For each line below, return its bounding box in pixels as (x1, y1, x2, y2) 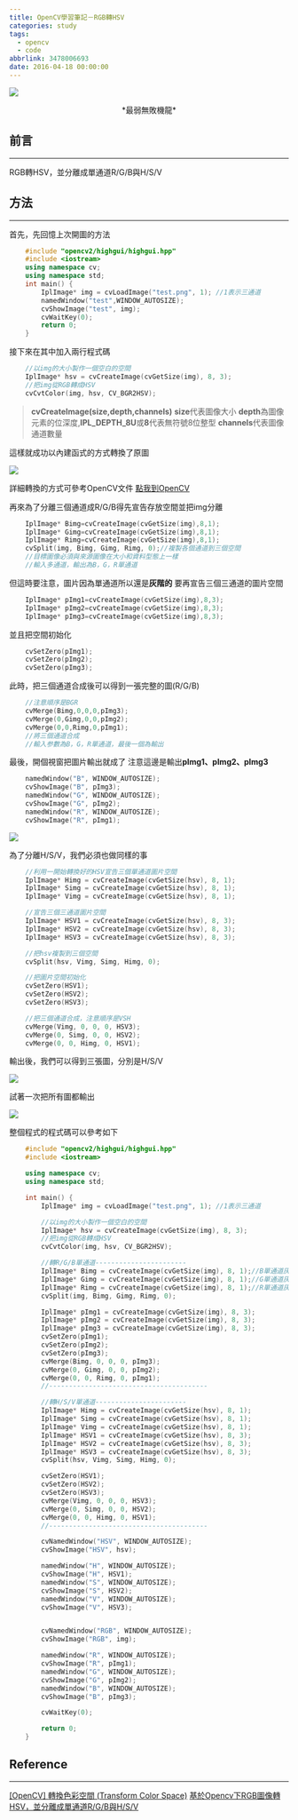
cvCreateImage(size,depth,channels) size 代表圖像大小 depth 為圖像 (30, 406, 285, 417)
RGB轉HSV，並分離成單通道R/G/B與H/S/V (9, 166, 162, 178)
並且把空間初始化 (9, 629, 72, 640)
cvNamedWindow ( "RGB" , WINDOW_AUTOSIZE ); (41, 1626, 192, 1635)
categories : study (9, 21, 77, 30)
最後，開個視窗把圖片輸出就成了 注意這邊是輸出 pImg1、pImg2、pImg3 (9, 757, 269, 767)
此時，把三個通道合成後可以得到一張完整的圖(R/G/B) (9, 680, 200, 691)
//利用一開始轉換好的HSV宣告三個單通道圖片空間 (25, 867, 177, 876)
